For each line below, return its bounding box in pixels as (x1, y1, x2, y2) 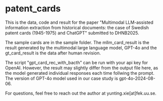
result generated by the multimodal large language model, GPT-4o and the (5, 45, 157, 50)
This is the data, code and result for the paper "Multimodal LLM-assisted (5, 19, 154, 25)
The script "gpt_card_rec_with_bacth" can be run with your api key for (5, 59, 148, 65)
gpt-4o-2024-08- (118, 75, 156, 81)
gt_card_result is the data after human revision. (5, 50, 101, 56)
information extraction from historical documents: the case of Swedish (5, 24, 149, 30)
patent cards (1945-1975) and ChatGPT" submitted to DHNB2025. (5, 30, 140, 36)
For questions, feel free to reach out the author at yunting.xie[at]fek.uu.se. (5, 90, 157, 96)
